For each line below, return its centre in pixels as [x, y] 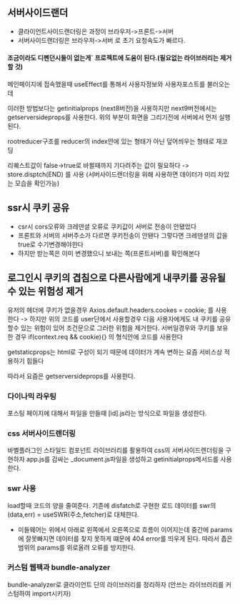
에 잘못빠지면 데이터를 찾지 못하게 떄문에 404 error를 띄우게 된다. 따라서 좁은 [125, 539]
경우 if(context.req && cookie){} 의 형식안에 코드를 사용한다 [99, 336]
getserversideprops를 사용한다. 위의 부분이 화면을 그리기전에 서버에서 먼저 [112, 117]
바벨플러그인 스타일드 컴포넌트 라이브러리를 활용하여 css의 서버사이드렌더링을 [116, 450]
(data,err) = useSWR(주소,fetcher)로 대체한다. [73, 514]
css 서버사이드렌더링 [42, 433]
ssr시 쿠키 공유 [39, 208]
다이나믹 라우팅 [32, 396]
